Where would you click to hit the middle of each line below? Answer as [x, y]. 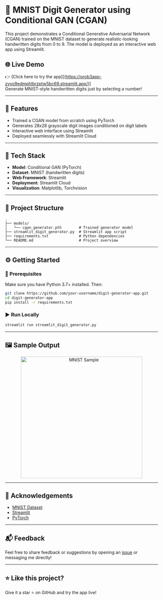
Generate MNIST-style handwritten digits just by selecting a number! [73, 89]
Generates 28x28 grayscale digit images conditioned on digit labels [79, 126]
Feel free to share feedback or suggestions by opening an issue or [72, 552]
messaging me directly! [28, 558]
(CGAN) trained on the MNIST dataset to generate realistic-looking [72, 39]
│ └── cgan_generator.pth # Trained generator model [69, 228]
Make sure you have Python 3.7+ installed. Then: [54, 284]
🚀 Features [22, 109]
